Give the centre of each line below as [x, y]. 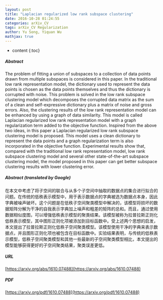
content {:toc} [26, 50]
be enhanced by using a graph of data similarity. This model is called [74, 115]
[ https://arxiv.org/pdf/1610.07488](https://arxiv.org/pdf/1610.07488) [72, 292]
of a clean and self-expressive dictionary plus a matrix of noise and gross [78, 104]
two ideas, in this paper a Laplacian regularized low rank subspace [72, 130]
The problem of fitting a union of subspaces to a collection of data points [78, 74]
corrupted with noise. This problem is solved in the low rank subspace [75, 94]
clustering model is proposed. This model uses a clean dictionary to [73, 135]
